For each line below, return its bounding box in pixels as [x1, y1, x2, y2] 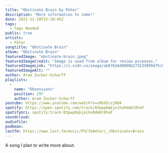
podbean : [5, 124, 23, 129]
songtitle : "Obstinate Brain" [5, 45, 68, 50]
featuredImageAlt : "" [5, 68, 50, 73]
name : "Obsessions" [14, 86, 55, 92]
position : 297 [14, 91, 43, 96]
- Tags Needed [9, 26, 39, 31]
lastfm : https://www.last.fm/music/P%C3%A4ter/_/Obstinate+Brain [5, 128, 144, 133]
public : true [5, 31, 32, 36]
